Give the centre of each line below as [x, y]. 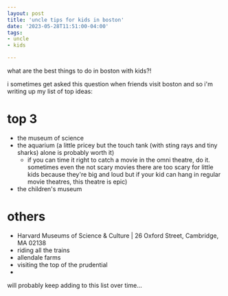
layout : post [26, 13]
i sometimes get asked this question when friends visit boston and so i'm [110, 84]
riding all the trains [43, 250]
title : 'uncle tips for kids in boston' [66, 20]
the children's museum [49, 188]
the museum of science [50, 138]
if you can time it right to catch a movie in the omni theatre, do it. [119, 160]
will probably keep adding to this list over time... [75, 285]
